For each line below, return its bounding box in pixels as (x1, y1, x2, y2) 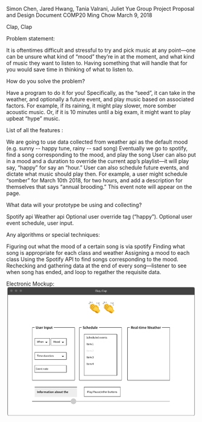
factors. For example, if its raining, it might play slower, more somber (6, 102, 177, 109)
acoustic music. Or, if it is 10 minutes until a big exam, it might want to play (6, 109, 191, 115)
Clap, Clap (6, 24, 33, 30)
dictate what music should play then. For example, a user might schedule (6, 170, 188, 177)
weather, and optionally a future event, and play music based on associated (6, 96, 194, 103)
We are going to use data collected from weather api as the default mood (6, 138, 188, 145)
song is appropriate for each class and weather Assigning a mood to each (6, 249, 190, 256)
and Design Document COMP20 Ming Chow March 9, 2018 (6, 11, 153, 19)
